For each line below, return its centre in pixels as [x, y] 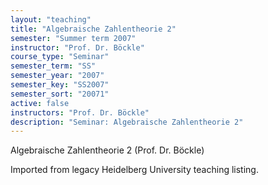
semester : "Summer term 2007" [73, 38]
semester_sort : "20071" [60, 94]
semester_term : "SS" [53, 66]
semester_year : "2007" [57, 76]
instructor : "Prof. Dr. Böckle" [77, 47]
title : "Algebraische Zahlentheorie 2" [93, 29]
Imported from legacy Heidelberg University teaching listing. [134, 170]
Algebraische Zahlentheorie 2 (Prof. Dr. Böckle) [107, 150]
